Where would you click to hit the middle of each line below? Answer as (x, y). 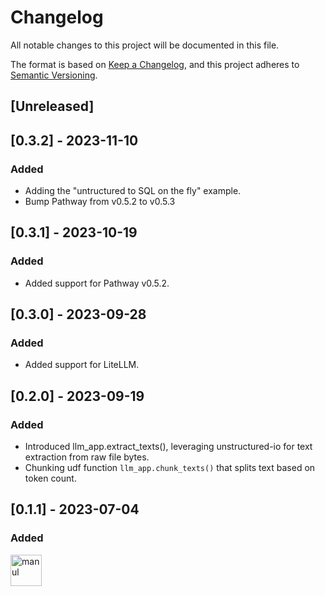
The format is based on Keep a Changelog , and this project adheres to (155, 64)
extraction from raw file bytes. (87, 457)
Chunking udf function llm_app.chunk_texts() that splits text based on (170, 468)
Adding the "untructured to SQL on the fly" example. (133, 191)
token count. (50, 478)
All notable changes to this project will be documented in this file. (145, 45)
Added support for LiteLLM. (82, 365)
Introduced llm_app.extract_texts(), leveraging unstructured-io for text (168, 447)
